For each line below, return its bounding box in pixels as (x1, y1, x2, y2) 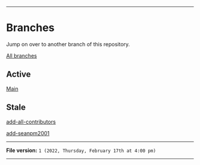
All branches (6, 52, 37, 59)
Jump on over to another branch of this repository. (6, 40, 130, 47)
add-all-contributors (6, 118, 56, 125)
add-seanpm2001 (6, 129, 49, 137)
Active (6, 69, 31, 80)
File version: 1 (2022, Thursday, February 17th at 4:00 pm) (6, 147, 157, 154)
